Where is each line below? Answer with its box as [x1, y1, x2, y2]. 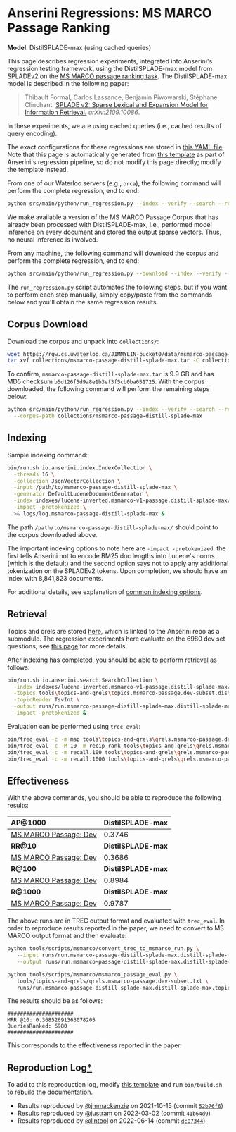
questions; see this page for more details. [7, 641, 128, 650]
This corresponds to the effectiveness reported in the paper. [7, 1041, 183, 1050]
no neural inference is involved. [7, 235, 98, 244]
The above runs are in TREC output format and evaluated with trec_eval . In [7, 916, 225, 925]
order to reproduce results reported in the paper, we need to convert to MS [7, 924, 225, 933]
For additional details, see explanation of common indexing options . [7, 587, 203, 596]
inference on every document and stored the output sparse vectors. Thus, [7, 228, 222, 236]
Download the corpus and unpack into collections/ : [7, 337, 159, 345]
